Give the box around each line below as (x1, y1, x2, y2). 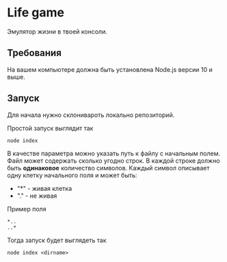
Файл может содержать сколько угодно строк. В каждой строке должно (7, 156, 220, 165)
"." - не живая (16, 192, 57, 200)
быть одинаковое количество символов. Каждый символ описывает (7, 163, 210, 172)
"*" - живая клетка (16, 184, 72, 192)
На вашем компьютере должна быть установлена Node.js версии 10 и (7, 65, 213, 73)
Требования (7, 47, 62, 59)
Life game (7, 5, 65, 21)
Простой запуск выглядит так (7, 124, 94, 132)
